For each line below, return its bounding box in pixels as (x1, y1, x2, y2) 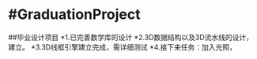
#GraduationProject (8, 6, 141, 24)
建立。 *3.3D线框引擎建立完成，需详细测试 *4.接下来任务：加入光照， (8, 42, 237, 52)
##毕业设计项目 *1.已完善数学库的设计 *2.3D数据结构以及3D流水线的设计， (8, 32, 254, 42)
